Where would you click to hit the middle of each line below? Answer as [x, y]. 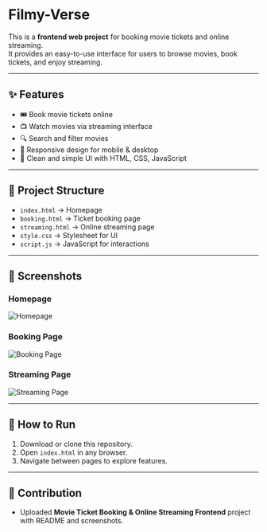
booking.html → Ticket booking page [80, 218]
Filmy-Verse [49, 15]
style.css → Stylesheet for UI [68, 235]
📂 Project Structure [56, 191]
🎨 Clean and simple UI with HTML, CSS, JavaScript [103, 158]
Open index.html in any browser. [74, 452]
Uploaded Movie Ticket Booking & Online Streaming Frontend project [135, 512]
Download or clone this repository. [76, 444]
